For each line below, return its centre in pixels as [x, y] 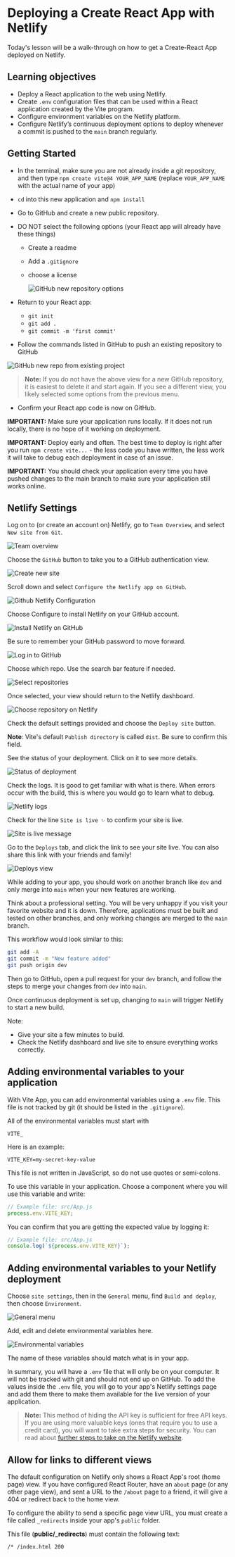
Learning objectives [52, 77]
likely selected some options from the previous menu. [102, 394]
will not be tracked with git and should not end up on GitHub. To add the [111, 1379]
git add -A [23, 952]
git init [41, 316]
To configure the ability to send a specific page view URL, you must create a [117, 1513]
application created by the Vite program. [76, 109]
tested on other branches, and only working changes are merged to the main [117, 918]
